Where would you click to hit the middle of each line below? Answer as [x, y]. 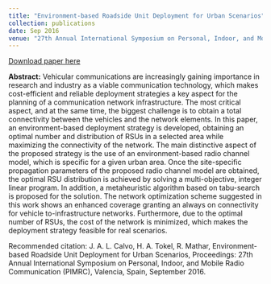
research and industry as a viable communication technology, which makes [133, 85]
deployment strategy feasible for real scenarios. [88, 231]
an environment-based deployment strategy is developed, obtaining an [126, 128]
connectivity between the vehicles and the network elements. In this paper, [133, 119]
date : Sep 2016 [34, 31]
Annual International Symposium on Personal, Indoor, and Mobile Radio [126, 263]
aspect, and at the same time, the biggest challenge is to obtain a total [125, 111]
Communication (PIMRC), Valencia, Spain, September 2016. [107, 272]
